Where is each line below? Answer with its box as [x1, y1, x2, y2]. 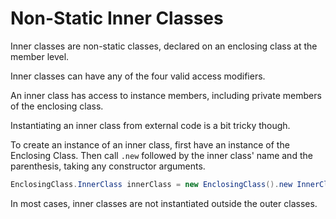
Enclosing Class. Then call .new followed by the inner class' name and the [10, 149, 313, 161]
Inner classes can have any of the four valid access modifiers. [10, 70, 266, 82]
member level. [10, 50, 70, 62]
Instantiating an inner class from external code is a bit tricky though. [10, 119, 291, 131]
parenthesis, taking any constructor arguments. [10, 160, 206, 172]
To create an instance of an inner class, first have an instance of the [10, 138, 290, 151]
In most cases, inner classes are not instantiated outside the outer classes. [10, 197, 318, 209]
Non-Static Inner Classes [10, 7, 224, 30]
